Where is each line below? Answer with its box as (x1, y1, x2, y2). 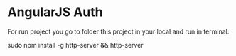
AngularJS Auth (7, 4, 103, 20)
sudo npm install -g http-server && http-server (7, 41, 144, 49)
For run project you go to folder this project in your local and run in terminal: (7, 27, 230, 36)
